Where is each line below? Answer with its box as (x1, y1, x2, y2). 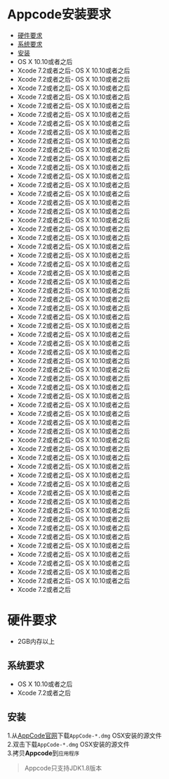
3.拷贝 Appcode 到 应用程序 (7, 749, 80, 757)
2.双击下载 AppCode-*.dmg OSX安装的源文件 (7, 740, 130, 748)
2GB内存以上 (17, 637, 55, 645)
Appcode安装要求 (7, 6, 111, 23)
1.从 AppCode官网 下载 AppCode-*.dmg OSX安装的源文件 (7, 731, 163, 740)
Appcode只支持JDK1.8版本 (24, 764, 102, 772)
